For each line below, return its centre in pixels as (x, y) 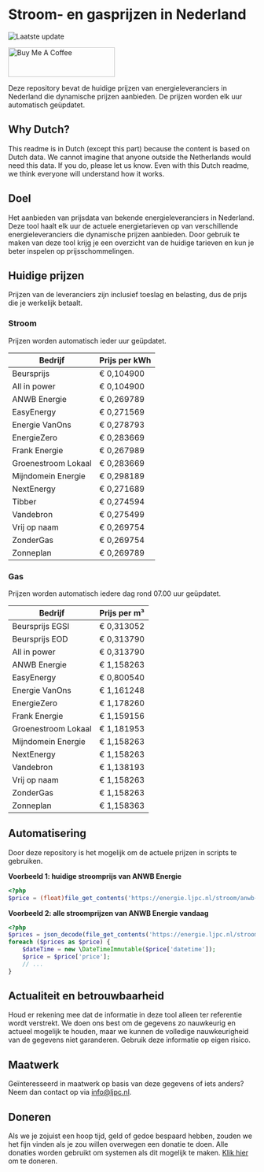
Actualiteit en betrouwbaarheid (86, 996)
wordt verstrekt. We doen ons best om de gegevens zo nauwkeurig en (122, 1023)
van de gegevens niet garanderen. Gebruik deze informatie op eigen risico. (130, 1040)
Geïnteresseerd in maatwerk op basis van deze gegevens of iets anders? (126, 1084)
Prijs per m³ (122, 612)
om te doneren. (33, 1161)
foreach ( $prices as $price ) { (59, 942)
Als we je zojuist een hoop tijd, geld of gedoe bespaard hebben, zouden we (130, 1136)
